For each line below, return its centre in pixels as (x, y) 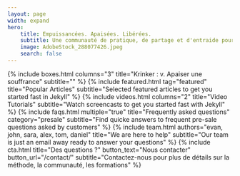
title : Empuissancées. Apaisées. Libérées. (86, 34)
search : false (41, 54)
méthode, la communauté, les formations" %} (74, 165)
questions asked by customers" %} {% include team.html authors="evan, (115, 127)
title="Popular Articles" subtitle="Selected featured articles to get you (110, 89)
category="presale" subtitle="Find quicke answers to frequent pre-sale (112, 119)
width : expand (29, 21)
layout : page (27, 14)
